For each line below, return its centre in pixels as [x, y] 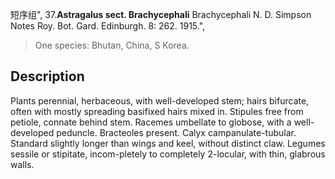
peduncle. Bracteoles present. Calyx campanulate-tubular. [176, 132]
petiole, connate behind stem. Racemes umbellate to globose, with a [151, 122]
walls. [22, 164]
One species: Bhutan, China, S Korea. [112, 45]
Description [47, 76]
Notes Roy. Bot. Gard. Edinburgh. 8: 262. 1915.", [108, 26]
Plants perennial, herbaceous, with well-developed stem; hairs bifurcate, [160, 100]
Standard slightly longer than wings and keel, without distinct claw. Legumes [168, 143]
